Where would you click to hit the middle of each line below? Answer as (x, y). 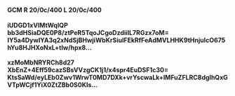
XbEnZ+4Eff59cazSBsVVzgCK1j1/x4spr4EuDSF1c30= (88, 70)
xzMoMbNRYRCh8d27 (41, 62)
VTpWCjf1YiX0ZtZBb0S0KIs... (53, 85)
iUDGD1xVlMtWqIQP (38, 25)
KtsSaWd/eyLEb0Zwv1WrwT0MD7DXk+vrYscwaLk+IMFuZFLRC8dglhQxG (117, 78)
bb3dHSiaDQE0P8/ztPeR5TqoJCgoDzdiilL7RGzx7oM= (88, 33)
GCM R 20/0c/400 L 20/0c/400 (54, 10)
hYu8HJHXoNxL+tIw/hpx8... (50, 48)
